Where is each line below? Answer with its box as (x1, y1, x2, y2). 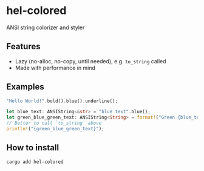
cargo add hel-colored (6, 159, 64, 165)
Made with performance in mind (15, 64, 96, 71)
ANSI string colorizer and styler (6, 24, 85, 31)
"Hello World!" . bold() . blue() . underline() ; (6, 98, 118, 104)
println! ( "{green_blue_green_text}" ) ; (6, 126, 104, 132)
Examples (6, 82, 44, 92)
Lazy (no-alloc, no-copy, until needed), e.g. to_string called (15, 57, 166, 65)
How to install (6, 142, 59, 153)
